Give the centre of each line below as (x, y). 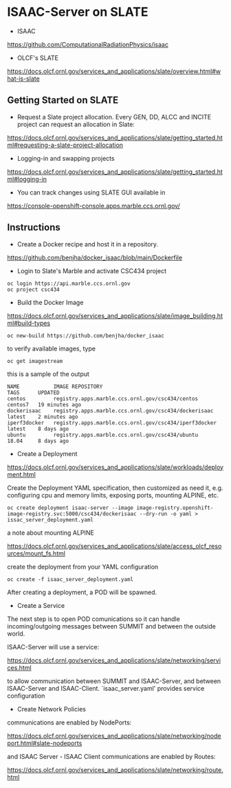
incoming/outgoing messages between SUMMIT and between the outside (112, 626)
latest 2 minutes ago (43, 417)
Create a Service (41, 605)
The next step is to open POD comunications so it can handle (93, 619)
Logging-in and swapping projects (66, 158)
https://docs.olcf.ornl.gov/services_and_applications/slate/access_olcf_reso (114, 546)
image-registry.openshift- (175, 508)
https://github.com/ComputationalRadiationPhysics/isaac (88, 44)
